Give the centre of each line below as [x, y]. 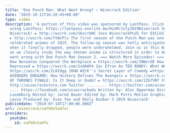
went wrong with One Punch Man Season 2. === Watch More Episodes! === [87, 57]
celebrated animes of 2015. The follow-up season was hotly [74, 43]
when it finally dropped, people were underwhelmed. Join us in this [84, 48]
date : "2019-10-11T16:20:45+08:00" [43, 15]
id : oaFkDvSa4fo [32, 123]
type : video [18, 19]
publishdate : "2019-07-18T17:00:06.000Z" [50, 104]
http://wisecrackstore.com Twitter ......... [59, 85]
